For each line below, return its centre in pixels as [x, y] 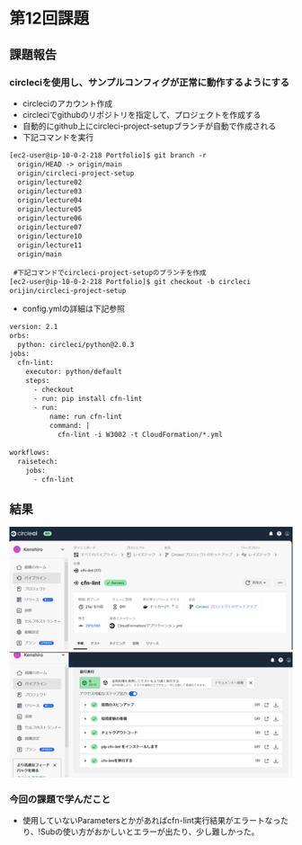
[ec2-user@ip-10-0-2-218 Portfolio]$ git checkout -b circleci [130, 281]
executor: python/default [74, 371]
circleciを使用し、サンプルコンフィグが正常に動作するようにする [150, 82]
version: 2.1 [34, 326]
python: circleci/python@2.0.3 [76, 344]
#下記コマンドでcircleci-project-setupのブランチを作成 [110, 272]
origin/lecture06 [50, 218]
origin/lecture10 [50, 236]
